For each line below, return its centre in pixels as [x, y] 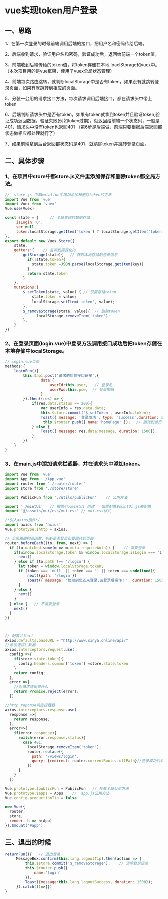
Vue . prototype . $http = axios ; [37, 530]
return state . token [48, 273]
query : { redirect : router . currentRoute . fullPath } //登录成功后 [96, 761]
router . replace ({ [45, 752]
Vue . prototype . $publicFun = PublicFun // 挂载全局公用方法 [67, 789]
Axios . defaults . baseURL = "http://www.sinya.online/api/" [67, 640]
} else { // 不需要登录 [35, 604]
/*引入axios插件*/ [23, 520]
